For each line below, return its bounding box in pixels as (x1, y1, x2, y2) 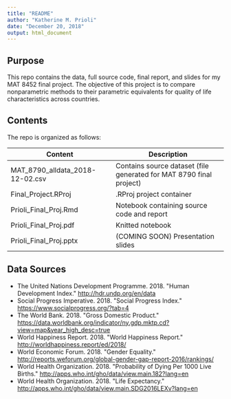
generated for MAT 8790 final (115, 169, 212, 179)
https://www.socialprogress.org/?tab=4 (16, 303, 129, 312)
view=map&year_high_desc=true (16, 325, 111, 334)
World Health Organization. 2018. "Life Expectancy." (16, 376, 165, 385)
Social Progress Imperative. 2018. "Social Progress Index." (16, 296, 182, 305)
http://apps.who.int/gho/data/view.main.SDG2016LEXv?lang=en (16, 384, 198, 392)
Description (148, 149, 188, 159)
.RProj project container (115, 189, 192, 199)
